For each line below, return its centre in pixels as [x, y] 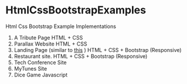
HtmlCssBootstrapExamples [76, 10]
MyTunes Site [30, 68]
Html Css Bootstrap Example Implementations [61, 26]
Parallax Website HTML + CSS [50, 44]
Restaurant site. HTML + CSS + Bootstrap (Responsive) [81, 56]
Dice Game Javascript [41, 75]
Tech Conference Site [40, 62]
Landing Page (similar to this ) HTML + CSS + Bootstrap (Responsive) [98, 50]
